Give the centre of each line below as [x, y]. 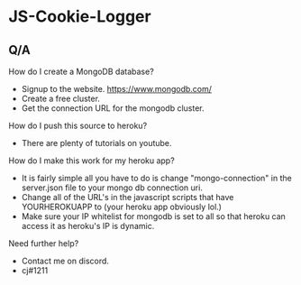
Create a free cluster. [61, 98]
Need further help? [44, 244]
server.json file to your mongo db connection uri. [112, 188]
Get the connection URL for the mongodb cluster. [113, 108]
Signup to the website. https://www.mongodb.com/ [117, 89]
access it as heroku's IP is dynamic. [88, 226]
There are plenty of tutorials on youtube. [96, 143]
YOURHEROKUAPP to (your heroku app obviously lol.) [122, 207]
